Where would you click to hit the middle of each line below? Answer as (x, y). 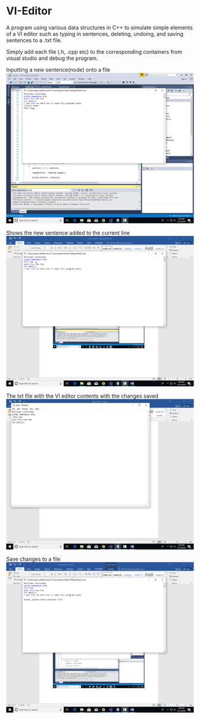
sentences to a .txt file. (34, 40)
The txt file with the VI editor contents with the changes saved (82, 396)
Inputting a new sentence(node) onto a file (58, 69)
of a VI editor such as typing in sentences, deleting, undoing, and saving (95, 33)
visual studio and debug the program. (52, 58)
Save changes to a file (33, 559)
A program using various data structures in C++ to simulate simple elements (100, 27)
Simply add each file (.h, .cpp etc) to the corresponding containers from (94, 51)
